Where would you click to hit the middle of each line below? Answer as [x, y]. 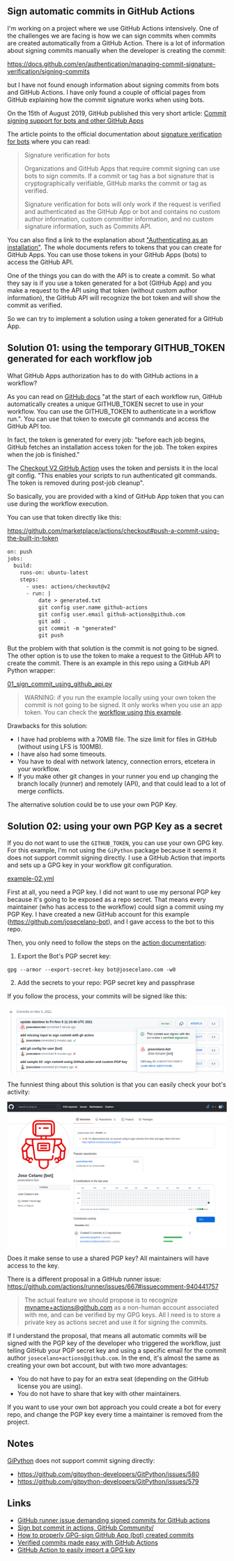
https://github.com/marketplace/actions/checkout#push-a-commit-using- [114, 530]
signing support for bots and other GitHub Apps [76, 121]
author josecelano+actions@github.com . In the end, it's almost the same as [114, 1358]
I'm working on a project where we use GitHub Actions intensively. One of [113, 28]
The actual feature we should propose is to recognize [101, 1300]
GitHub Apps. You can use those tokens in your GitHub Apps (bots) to [107, 254]
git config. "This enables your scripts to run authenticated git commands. [112, 475]
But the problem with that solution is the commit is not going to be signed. [113, 648]
